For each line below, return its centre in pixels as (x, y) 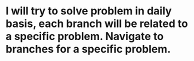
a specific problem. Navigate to (85, 36)
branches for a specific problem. (88, 49)
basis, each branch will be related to (97, 24)
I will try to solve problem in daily (89, 11)
